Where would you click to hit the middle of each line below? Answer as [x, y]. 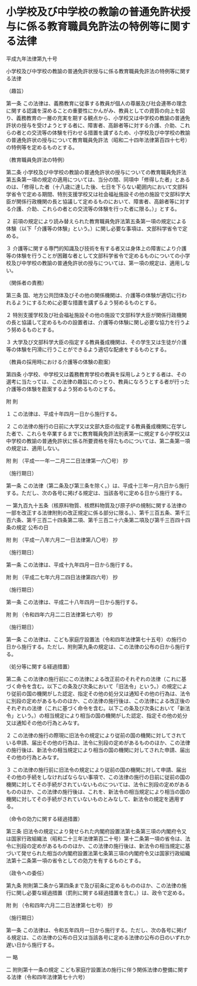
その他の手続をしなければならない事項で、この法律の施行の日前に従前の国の [98, 777]
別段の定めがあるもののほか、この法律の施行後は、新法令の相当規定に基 [103, 846]
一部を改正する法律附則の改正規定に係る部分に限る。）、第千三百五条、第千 [96, 513]
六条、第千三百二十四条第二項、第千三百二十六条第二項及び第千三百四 [95, 520]
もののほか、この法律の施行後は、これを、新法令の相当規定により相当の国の [98, 791]
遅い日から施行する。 [32, 944]
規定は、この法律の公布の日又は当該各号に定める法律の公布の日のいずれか [101, 937]
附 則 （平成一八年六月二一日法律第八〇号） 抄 [62, 540]
